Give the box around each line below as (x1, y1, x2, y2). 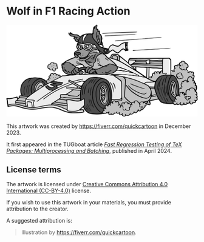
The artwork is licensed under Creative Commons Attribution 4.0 (6, 181, 168, 188)
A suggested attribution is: (6, 217, 73, 224)
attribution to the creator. (6, 205, 69, 213)
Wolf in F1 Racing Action (6, 4, 131, 18)
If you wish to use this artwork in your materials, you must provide (6, 199, 172, 206)
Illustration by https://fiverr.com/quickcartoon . (21, 229, 137, 236)
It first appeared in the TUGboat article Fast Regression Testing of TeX (6, 141, 182, 148)
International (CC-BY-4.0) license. (6, 187, 92, 195)
